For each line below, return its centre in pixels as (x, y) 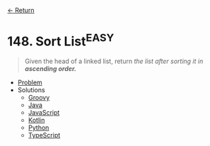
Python (39, 128)
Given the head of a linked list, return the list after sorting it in (114, 61)
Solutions (31, 90)
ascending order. (50, 69)
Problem (30, 83)
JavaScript (44, 113)
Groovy (39, 98)
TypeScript (44, 135)
